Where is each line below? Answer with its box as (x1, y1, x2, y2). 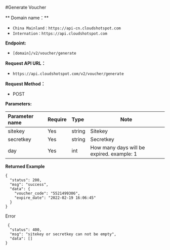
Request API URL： (5, 60, 46, 66)
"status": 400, (10, 227, 42, 232)
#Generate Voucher (5, 5, 47, 10)
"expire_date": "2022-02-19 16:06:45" (14, 195, 96, 200)
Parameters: (5, 101, 32, 107)
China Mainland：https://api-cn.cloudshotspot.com (12, 26, 121, 31)
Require (47, 116, 67, 123)
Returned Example (5, 163, 45, 169)
